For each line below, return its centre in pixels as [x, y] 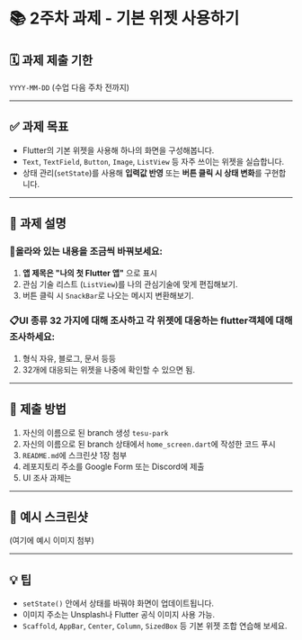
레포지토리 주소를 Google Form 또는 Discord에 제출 [113, 466]
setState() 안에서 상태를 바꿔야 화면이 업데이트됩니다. [118, 603]
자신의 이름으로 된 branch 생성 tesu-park [95, 432]
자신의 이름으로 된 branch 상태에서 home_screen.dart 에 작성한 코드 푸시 [149, 444]
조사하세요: [32, 337]
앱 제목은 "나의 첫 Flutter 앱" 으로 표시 [90, 273]
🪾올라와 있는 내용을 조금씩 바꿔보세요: [86, 251]
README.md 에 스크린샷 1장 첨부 [75, 455]
